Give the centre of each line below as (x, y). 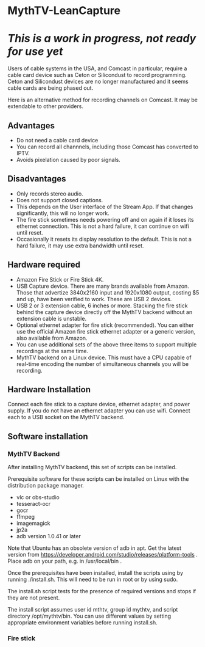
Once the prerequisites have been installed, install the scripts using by (96, 573)
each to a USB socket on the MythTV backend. (66, 417)
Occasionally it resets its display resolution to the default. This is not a (104, 239)
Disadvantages (37, 179)
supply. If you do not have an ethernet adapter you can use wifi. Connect (99, 411)
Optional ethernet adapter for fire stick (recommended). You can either (105, 325)
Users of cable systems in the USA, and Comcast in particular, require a (97, 68)
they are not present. (34, 598)
